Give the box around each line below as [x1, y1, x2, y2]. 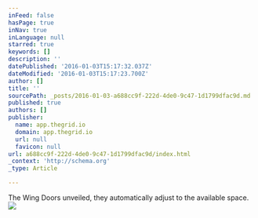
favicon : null [15, 143, 61, 151]
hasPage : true [8, 19, 55, 27]
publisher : [8, 114, 44, 122]
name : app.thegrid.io [15, 121, 86, 129]
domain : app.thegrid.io [15, 128, 93, 136]
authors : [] [8, 107, 47, 114]
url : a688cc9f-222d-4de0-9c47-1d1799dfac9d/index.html [8, 150, 191, 158]
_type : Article [8, 165, 58, 173]
